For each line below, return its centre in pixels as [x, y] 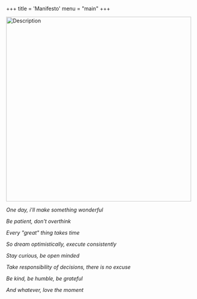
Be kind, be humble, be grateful [44, 278]
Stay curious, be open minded [43, 256]
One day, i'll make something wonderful [55, 210]
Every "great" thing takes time [43, 233]
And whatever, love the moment [45, 290]
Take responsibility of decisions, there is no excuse [69, 267]
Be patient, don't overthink [38, 221]
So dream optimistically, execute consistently [61, 244]
